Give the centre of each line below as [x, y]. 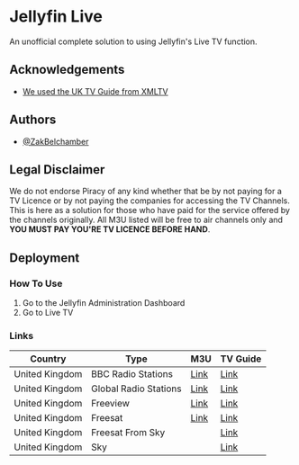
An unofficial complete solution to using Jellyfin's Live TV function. [134, 41]
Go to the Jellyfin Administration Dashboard [104, 303]
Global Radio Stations [136, 389]
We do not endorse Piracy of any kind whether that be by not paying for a [145, 192]
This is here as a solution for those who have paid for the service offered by [150, 210]
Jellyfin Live [56, 17]
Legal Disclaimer [57, 170]
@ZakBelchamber [55, 141]
